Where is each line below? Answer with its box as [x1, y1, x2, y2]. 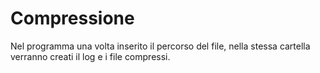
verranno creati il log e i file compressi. [10, 50, 171, 62]
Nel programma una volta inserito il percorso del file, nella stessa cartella [10, 40, 311, 52]
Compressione [10, 7, 135, 30]
